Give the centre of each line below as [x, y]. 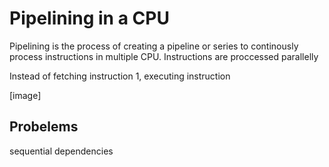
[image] [25, 95]
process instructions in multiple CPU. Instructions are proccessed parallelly [164, 56]
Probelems [44, 127]
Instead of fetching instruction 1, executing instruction [120, 76]
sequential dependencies [61, 151]
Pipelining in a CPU [89, 18]
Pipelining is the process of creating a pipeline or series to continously [154, 46]
